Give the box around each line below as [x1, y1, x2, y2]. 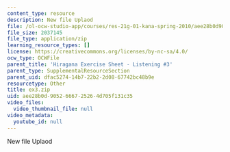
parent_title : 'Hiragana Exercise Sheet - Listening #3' [7, 61, 173, 68]
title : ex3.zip [7, 86, 51, 93]
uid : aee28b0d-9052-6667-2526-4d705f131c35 [7, 93, 133, 100]
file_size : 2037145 [7, 29, 63, 36]
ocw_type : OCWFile [7, 55, 60, 62]
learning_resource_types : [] [7, 42, 90, 49]
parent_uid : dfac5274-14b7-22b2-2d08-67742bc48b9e [7, 73, 155, 81]
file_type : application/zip [7, 36, 88, 42]
